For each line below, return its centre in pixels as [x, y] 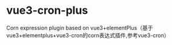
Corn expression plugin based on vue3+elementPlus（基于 [80, 28]
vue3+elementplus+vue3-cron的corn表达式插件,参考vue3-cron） [88, 35]
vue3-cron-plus [47, 10]
